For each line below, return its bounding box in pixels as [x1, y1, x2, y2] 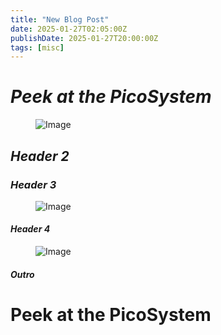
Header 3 [10, 177, 57, 191]
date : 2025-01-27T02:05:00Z [10, 24, 128, 34]
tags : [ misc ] [10, 42, 65, 53]
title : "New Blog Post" [10, 14, 110, 25]
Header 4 [10, 223, 51, 235]
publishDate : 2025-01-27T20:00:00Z [10, 33, 159, 43]
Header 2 [10, 147, 70, 165]
